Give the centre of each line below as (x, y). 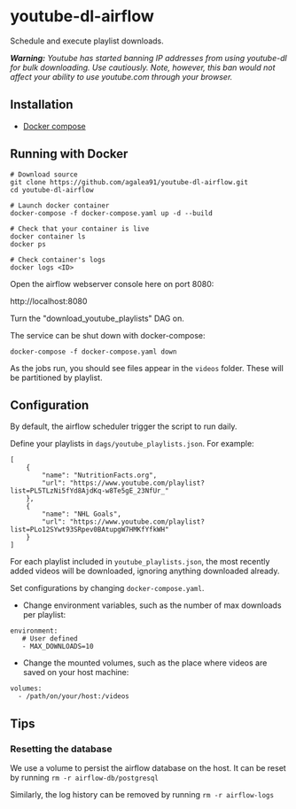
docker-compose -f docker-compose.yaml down (93, 352)
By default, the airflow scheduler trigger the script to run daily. (124, 426)
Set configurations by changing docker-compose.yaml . (107, 588)
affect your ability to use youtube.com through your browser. (121, 76)
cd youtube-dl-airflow (52, 190)
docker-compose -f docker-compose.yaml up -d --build (112, 213)
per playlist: (44, 615)
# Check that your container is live (80, 229)
